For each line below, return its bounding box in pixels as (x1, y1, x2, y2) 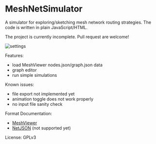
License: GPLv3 (5, 134, 36, 140)
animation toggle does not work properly (12, 96, 94, 102)
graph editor (12, 67, 37, 73)
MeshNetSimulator (5, 3, 83, 14)
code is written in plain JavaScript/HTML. (5, 24, 88, 30)
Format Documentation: (5, 110, 52, 116)
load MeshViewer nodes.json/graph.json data (12, 62, 103, 68)
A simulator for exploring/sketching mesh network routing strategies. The (5, 19, 152, 25)
